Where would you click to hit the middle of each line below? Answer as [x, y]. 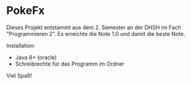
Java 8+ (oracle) [36, 57]
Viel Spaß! [19, 75]
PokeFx [26, 11]
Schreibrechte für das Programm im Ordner [70, 64]
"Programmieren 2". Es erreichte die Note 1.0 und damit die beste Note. [96, 33]
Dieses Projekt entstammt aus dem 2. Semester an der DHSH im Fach [94, 27]
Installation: [21, 46]
